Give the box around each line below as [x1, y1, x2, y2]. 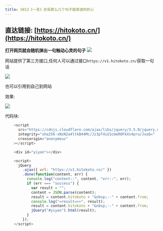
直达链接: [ [5, 26, 37, 34]
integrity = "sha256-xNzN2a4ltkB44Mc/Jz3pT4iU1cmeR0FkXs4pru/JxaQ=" [17, 132, 155, 137]
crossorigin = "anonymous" [17, 136, 68, 141]
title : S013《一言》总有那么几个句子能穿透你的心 [5, 7, 94, 12]
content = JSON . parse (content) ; [31, 190, 97, 195]
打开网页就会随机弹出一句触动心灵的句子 [5, 48, 86, 53]
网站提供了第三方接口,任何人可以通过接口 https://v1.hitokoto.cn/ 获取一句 [5, 58, 154, 64]
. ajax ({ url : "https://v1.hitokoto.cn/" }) [22, 167, 112, 172]
